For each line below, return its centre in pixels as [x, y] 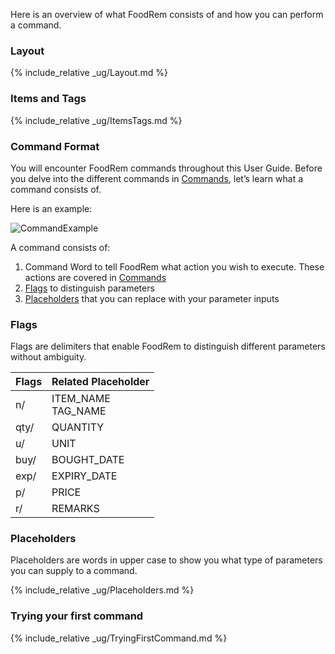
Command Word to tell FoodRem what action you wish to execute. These [174, 266]
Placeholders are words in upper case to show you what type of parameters [166, 560]
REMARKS [75, 509]
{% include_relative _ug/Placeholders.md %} [102, 590]
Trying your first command [77, 616]
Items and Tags [48, 99]
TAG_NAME [79, 411]
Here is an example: [51, 208]
